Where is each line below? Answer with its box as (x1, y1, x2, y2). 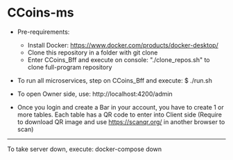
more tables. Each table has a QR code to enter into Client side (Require (17, 110, 223, 119)
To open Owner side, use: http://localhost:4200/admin (17, 90, 173, 98)
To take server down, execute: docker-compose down (7, 145, 162, 153)
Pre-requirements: (17, 28, 70, 36)
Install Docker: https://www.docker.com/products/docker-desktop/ (27, 41, 218, 49)
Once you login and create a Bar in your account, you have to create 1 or (17, 103, 224, 111)
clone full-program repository (27, 63, 112, 71)
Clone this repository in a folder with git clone (27, 48, 158, 57)
